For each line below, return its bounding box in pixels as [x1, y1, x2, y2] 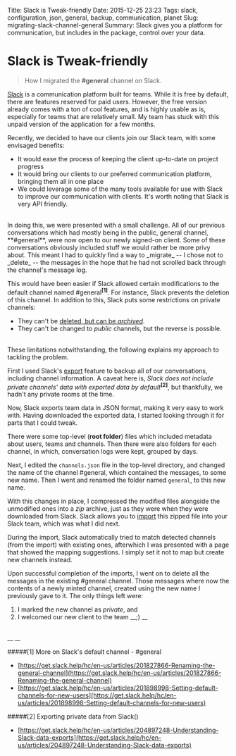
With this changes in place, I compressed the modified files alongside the [7, 497, 221, 506]
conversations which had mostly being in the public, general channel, [7, 228, 209, 237]
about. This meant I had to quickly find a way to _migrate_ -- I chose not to [7, 250, 223, 259]
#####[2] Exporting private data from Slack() [7, 712, 139, 721]
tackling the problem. [7, 352, 69, 361]
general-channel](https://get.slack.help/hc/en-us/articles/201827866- [17, 669, 222, 677]
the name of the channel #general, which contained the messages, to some [7, 469, 227, 477]
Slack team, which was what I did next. [7, 519, 120, 528]
